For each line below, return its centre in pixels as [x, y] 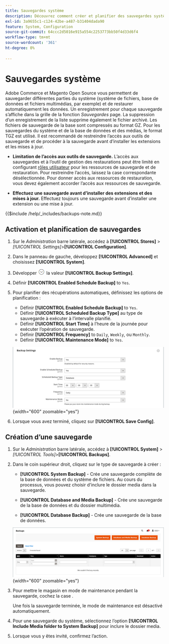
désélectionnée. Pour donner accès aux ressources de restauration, [83, 178]
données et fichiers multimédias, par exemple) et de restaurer [69, 104]
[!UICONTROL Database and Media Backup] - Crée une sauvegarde [91, 500]
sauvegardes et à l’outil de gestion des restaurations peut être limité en [86, 162]
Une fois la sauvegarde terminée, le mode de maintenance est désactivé [87, 606]
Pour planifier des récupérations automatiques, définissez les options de [88, 292]
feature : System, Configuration [39, 27]
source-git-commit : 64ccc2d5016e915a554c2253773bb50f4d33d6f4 [72, 32]
